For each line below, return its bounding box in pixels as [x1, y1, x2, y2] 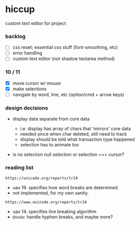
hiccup [5, 4, 35, 15]
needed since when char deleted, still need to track [20, 131, 127, 137]
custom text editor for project [5, 20, 67, 26]
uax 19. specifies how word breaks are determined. [12, 184, 119, 190]
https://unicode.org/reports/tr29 [5, 176, 78, 181]
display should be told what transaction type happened [20, 136, 135, 142]
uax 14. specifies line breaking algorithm [12, 208, 97, 214]
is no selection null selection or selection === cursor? [12, 151, 125, 157]
